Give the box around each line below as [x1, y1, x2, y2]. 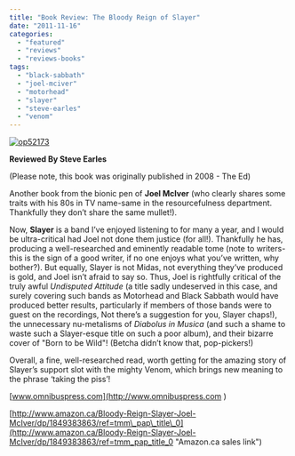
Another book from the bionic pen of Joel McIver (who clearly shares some [9, 188, 286, 199]
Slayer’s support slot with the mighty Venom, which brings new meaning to [9, 364, 283, 375]
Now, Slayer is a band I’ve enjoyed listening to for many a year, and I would [9, 224, 284, 236]
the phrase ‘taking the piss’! [9, 374, 111, 385]
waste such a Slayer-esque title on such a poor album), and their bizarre [9, 328, 274, 339]
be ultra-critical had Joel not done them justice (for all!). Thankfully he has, [9, 234, 283, 244]
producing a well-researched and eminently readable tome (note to [9, 244, 255, 254]
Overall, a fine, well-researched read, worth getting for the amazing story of [9, 355, 287, 365]
